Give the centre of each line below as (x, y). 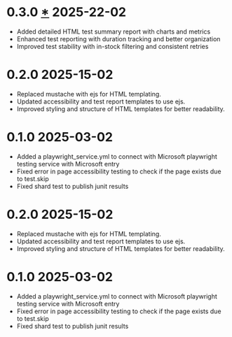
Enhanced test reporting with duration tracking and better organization (118, 38)
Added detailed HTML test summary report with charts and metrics (114, 31)
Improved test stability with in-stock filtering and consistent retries (112, 46)
